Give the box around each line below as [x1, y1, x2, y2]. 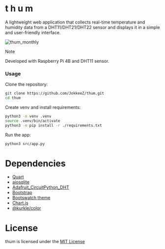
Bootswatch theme [12, 195, 51, 201]
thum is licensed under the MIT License [5, 239, 85, 245]
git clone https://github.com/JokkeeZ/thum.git [5, 91, 105, 96]
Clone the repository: [5, 81, 48, 87]
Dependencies [5, 158, 66, 169]
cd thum [5, 96, 21, 100]
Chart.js [12, 200, 28, 206]
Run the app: [5, 132, 31, 138]
